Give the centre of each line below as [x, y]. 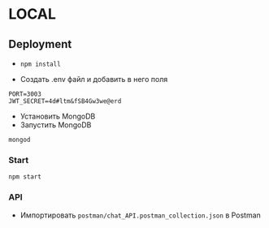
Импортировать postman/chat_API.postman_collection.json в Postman [141, 215]
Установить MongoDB [58, 116]
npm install [40, 64]
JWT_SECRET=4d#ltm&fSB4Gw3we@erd [65, 101]
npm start [25, 177]
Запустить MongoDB [56, 125]
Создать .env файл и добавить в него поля [94, 79]
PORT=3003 [25, 94]
